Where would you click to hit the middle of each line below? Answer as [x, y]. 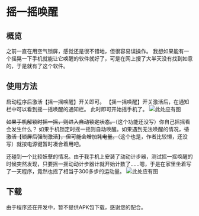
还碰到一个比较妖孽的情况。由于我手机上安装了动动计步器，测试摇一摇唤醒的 [99, 156]
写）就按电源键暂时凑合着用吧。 [45, 144]
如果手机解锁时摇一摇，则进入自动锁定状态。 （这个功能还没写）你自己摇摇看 [98, 121]
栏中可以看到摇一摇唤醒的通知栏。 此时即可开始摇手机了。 [77, 109]
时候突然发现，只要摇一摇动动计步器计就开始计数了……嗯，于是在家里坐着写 [99, 164]
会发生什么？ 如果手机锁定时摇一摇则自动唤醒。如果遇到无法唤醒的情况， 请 [98, 129]
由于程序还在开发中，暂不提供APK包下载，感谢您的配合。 [76, 207]
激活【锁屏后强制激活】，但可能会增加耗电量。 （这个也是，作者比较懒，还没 [97, 136]
